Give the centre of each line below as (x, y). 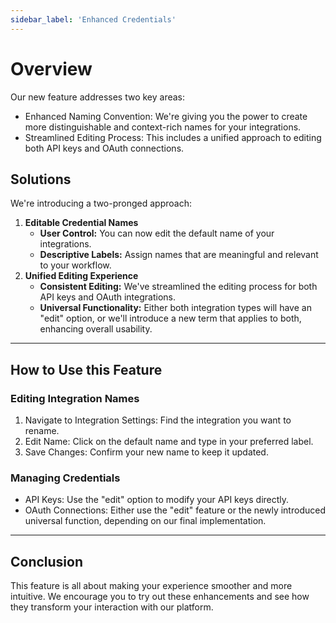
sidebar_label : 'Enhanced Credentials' (93, 19)
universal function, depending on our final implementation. (145, 521)
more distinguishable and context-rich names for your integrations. (163, 127)
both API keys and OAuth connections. (104, 148)
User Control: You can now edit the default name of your (157, 233)
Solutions (41, 179)
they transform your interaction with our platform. (112, 607)
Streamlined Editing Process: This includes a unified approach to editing (173, 137)
